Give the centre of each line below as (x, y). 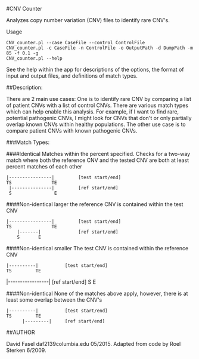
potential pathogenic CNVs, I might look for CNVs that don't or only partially (99, 118)
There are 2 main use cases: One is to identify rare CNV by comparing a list (99, 99)
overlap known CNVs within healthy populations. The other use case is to (96, 124)
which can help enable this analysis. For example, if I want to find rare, (93, 112)
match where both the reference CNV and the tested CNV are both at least (98, 160)
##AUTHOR (21, 332)
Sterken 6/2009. (26, 350)
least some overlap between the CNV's (54, 300)
